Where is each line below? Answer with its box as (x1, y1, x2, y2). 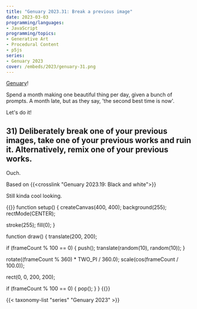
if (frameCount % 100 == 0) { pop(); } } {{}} (6, 285, 111, 292)
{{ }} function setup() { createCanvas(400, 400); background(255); (6, 204, 167, 211)
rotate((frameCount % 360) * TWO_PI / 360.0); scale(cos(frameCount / (6, 256, 179, 263)
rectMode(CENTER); (6, 210, 56, 217)
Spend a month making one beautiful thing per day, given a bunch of (6, 91, 172, 98)
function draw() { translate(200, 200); (6, 233, 98, 240)
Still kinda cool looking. (6, 193, 62, 200)
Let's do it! (6, 109, 32, 116)
